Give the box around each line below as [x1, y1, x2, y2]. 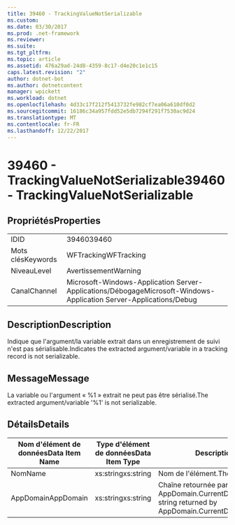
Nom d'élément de [17, 439, 81, 449]
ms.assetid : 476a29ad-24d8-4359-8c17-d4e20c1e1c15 [7, 62, 158, 69]
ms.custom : [7, 17, 39, 24]
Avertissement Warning [66, 266, 141, 276]
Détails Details [7, 419, 70, 431]
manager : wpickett [7, 88, 61, 95]
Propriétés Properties [7, 215, 101, 226]
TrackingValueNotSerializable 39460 [7, 172, 225, 188]
